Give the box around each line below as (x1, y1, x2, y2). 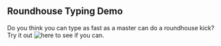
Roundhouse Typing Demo (7, 5, 124, 17)
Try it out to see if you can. (7, 31, 104, 39)
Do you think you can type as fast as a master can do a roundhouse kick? (7, 23, 215, 32)
